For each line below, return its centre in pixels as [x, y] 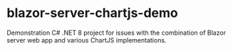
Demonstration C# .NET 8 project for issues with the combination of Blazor [116, 33]
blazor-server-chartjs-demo [93, 13]
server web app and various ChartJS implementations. [87, 40]
